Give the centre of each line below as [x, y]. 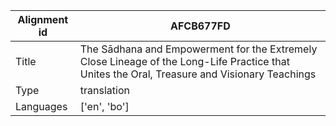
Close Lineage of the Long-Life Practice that [184, 61]
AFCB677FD [200, 26]
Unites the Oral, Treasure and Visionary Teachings [198, 74]
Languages [41, 106]
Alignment [43, 19]
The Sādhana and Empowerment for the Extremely [198, 49]
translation [104, 90]
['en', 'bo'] [104, 106]
